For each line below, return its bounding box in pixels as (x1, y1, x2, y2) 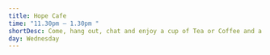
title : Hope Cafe (8, 11, 67, 20)
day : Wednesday (8, 34, 60, 43)
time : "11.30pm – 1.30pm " (8, 19, 99, 27)
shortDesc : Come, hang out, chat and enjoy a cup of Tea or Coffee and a (8, 27, 263, 35)
